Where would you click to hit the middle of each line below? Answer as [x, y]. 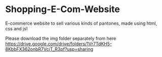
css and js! [16, 28]
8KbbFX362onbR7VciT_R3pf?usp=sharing [49, 49]
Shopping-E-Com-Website [63, 9]
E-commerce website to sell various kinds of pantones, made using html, [81, 23]
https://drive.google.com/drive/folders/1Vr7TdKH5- [59, 43]
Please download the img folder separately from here [61, 38]
